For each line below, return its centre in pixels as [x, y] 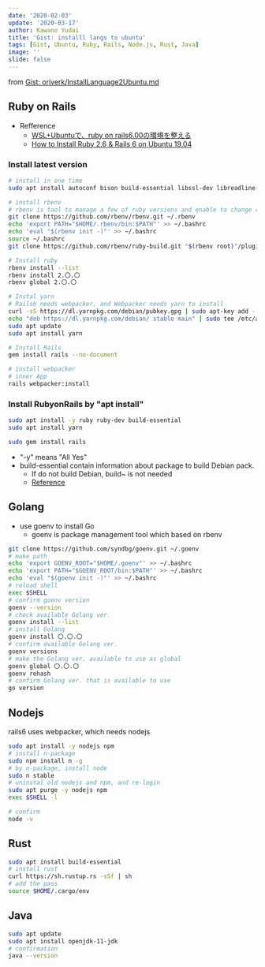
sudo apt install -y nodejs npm [61, 746]
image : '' [24, 52]
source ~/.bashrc [37, 239]
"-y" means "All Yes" [53, 457]
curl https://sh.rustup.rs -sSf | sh [70, 876]
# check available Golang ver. [60, 615]
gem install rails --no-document [63, 355]
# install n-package [42, 753]
